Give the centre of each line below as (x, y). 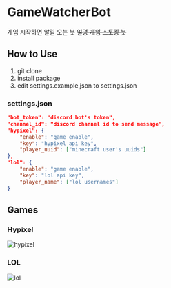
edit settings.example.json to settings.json (77, 85)
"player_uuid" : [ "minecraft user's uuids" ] (83, 150)
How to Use (32, 54)
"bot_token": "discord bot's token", (61, 118)
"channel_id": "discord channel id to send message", (86, 124)
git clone (30, 70)
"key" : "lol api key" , (52, 175)
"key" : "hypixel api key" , (58, 143)
